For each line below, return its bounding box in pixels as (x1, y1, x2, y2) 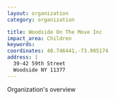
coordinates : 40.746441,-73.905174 (7, 48, 109, 54)
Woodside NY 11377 (13, 66, 66, 73)
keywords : (7, 41, 36, 48)
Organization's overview (7, 85, 76, 93)
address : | (7, 54, 38, 61)
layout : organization (7, 10, 69, 17)
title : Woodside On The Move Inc (7, 29, 103, 35)
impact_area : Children (7, 35, 72, 41)
